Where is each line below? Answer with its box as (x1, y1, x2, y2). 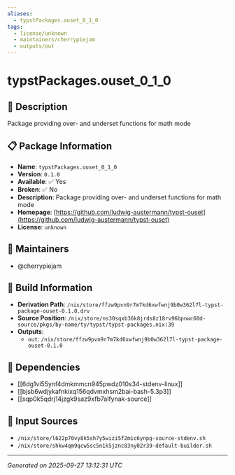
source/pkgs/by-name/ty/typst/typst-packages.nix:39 (17, 321, 175, 329)
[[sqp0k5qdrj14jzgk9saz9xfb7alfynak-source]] (17, 395, 152, 403)
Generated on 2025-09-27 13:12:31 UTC (7, 461, 122, 469)
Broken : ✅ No (17, 185, 58, 193)
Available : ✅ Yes (17, 177, 66, 185)
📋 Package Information (7, 141, 113, 153)
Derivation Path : (17, 300, 66, 309)
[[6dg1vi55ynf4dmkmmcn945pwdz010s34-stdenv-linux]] (17, 380, 183, 388)
